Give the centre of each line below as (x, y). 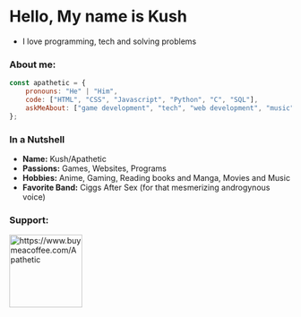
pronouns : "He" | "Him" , (72, 91)
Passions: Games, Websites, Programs (95, 168)
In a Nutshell (37, 139)
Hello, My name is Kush (99, 17)
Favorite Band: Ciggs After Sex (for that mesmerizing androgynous (146, 187)
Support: (29, 219)
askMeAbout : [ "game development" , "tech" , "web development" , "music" (160, 108)
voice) (34, 197)
